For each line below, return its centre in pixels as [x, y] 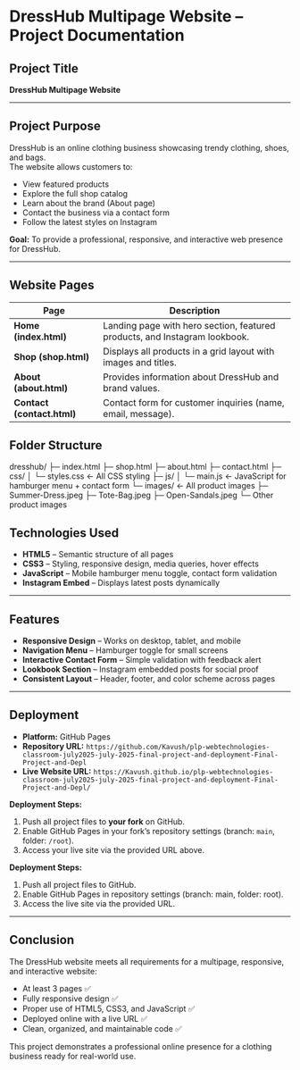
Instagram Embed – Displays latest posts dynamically [121, 583]
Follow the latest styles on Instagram [90, 222]
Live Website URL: [57, 771]
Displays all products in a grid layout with [188, 351]
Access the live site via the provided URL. [99, 903]
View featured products [66, 184]
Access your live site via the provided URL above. [113, 849]
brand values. [131, 388]
